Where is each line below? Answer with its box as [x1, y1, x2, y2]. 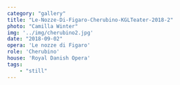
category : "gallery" [7, 10, 67, 17]
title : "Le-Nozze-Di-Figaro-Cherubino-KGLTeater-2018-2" [7, 16, 174, 23]
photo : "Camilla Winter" [7, 23, 78, 29]
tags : [7, 61, 23, 68]
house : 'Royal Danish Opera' [7, 55, 91, 62]
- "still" [19, 67, 48, 74]
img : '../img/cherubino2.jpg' [7, 29, 94, 36]
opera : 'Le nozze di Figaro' [7, 42, 91, 49]
